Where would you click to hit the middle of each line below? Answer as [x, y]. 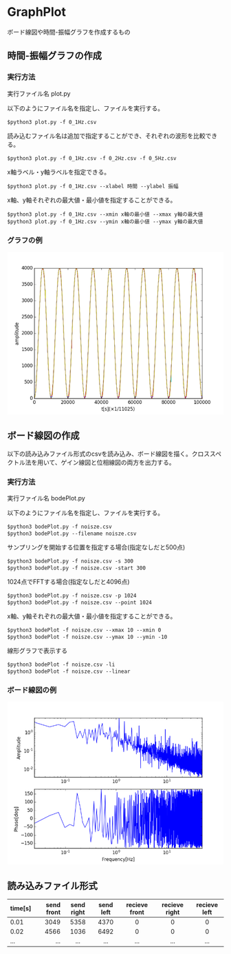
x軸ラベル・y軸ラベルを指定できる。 [59, 172]
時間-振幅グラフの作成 [54, 56]
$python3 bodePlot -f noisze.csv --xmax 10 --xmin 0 [84, 630]
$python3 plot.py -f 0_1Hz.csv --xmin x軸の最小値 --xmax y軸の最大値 [105, 214]
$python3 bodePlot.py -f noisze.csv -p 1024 [72, 596]
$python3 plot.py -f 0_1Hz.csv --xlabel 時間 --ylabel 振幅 [93, 186]
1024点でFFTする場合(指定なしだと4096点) [68, 582]
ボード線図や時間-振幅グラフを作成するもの [69, 32]
